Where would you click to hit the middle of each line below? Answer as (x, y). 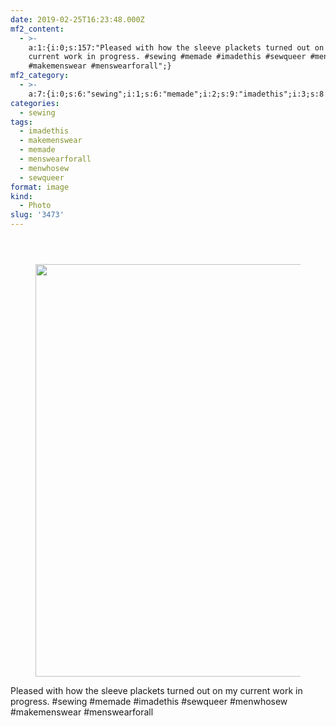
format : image (40, 187)
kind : (21, 196)
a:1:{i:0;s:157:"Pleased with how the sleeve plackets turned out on (176, 47)
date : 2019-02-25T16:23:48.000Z (77, 19)
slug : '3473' (37, 215)
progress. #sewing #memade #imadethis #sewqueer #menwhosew (149, 701)
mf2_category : (40, 76)
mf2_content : (37, 29)
